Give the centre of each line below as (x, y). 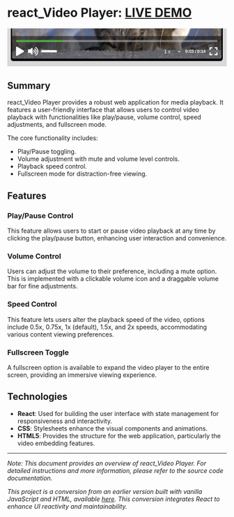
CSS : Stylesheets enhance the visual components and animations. (112, 428)
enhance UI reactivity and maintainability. (67, 506)
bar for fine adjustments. (42, 286)
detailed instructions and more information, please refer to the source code (116, 470)
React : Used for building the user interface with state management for (118, 413)
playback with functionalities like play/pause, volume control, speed (104, 117)
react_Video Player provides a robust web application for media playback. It (116, 102)
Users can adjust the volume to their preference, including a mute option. (112, 271)
